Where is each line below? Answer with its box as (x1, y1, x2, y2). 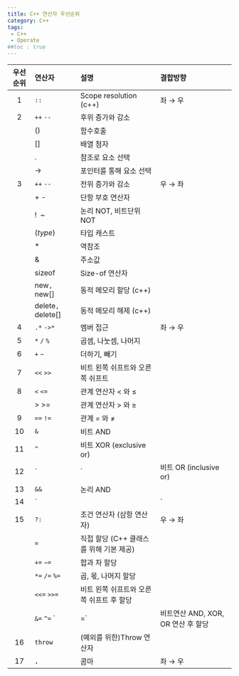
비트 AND (80, 427, 112, 437)
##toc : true (7, 43, 46, 51)
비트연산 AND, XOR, (159, 608, 225, 618)
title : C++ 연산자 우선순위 (7, 10, 80, 18)
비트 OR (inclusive (159, 462, 220, 472)
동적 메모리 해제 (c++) (80, 306, 152, 316)
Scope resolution (80, 90, 137, 100)
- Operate (10, 37, 40, 44)
